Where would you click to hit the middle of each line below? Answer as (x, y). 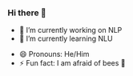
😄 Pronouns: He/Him (54, 54)
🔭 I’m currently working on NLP (71, 30)
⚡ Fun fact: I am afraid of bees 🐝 (72, 63)
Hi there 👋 (27, 13)
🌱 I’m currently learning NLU (66, 38)
